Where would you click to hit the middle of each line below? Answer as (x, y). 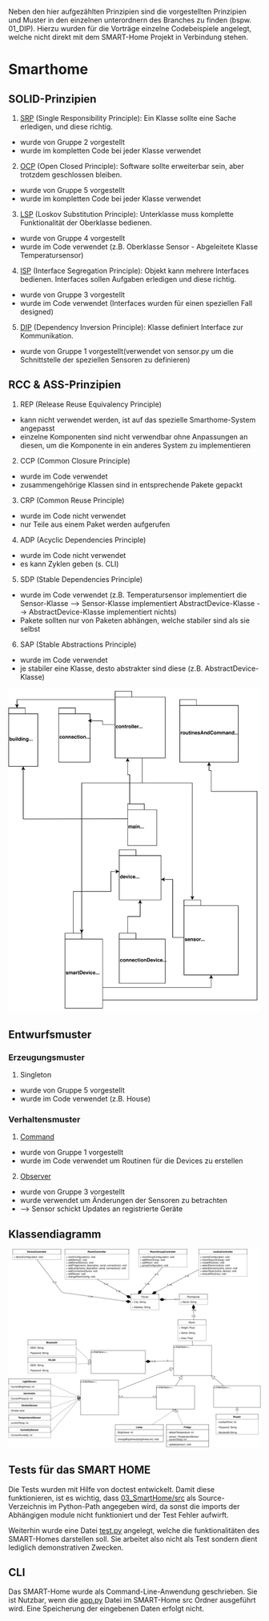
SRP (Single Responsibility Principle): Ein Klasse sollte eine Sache (128, 118)
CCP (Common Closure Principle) (75, 460)
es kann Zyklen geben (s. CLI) (69, 564)
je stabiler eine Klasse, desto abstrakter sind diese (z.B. (111, 668)
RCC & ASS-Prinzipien (65, 385)
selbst (30, 628)
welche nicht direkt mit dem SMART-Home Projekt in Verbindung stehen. (128, 37)
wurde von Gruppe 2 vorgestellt (72, 142)
